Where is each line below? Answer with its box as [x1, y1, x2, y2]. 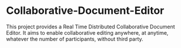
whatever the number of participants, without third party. [6, 35, 144, 42]
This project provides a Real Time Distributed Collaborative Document [6, 23, 175, 30]
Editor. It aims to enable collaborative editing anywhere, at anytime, [6, 29, 169, 36]
